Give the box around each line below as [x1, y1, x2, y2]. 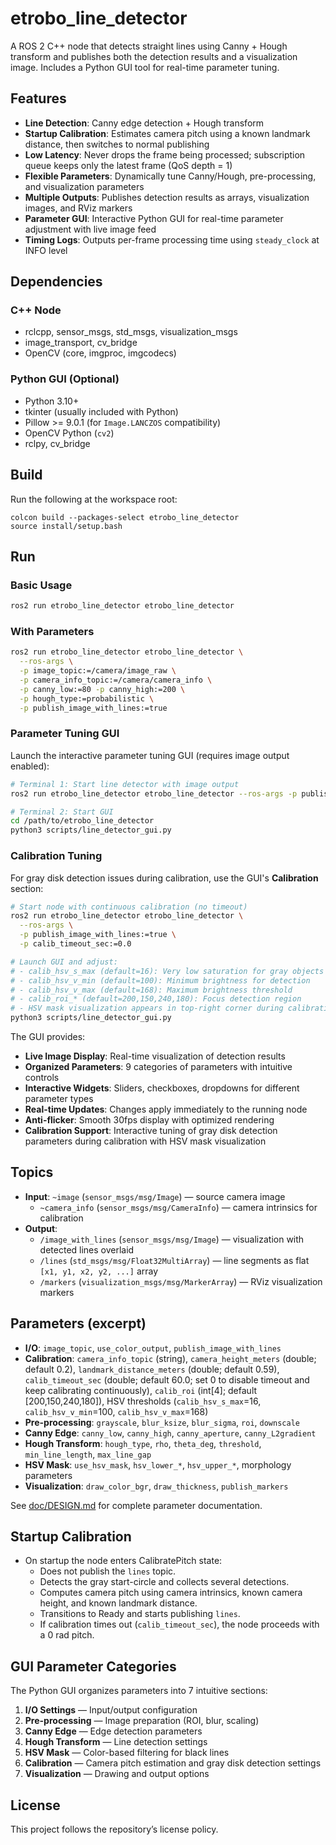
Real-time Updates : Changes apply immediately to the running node [24, 1103, 308, 1115]
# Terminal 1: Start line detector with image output [10, 779, 240, 789]
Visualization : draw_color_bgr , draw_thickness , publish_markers [24, 1480, 289, 1492]
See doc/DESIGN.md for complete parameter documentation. [10, 1499, 263, 1511]
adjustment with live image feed [24, 223, 157, 235]
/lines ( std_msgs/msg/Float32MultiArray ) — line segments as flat [39, 1254, 310, 1266]
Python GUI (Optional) [10, 372, 120, 386]
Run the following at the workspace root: [10, 493, 178, 505]
